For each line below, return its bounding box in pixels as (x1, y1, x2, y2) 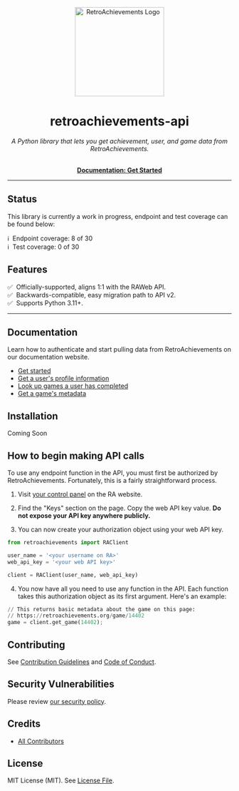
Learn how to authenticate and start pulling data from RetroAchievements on (7, 345, 231, 354)
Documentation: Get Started (77, 165, 162, 174)
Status (7, 193, 38, 205)
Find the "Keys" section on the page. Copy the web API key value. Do (17, 504, 222, 512)
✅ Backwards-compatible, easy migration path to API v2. (7, 290, 176, 299)
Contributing (7, 638, 65, 650)
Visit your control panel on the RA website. (17, 490, 143, 499)
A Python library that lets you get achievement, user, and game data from (11, 136, 228, 146)
